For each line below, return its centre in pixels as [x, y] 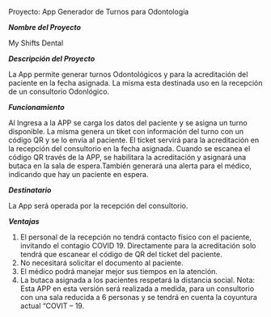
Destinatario [30, 190]
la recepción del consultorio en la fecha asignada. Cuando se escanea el [129, 148]
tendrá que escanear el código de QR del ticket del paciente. [121, 254]
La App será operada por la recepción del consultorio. [98, 206]
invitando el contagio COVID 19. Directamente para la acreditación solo [138, 245]
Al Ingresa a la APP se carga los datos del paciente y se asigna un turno [128, 123]
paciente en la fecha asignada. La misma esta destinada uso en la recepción [135, 83]
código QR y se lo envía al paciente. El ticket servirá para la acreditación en [134, 140]
